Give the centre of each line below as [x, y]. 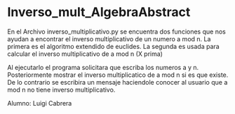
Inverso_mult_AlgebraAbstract [99, 12]
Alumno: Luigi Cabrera [40, 103]
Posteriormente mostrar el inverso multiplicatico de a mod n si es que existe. [118, 75]
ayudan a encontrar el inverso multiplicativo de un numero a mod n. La [109, 38]
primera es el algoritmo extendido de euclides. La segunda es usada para [113, 46]
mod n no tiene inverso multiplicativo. [61, 90]
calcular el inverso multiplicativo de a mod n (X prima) [85, 54]
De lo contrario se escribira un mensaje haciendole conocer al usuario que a [117, 82]
